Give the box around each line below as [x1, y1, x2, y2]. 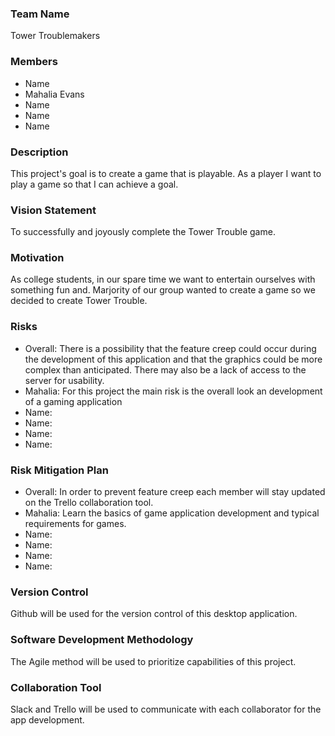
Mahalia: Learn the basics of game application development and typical [24, 507, 320, 519]
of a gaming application [24, 395, 123, 407]
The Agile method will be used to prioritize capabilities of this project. [10, 655, 297, 667]
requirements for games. [24, 518, 127, 530]
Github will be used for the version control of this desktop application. [10, 608, 298, 620]
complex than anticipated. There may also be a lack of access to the [24, 363, 307, 376]
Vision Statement [10, 203, 97, 217]
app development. [10, 713, 85, 726]
